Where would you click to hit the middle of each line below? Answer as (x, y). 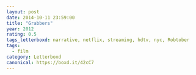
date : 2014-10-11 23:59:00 (41, 18)
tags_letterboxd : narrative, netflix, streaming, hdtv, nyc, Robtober (98, 40)
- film (20, 51)
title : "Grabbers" (30, 23)
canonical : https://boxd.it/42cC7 (50, 62)
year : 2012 (20, 29)
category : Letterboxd (34, 57)
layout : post (23, 12)
